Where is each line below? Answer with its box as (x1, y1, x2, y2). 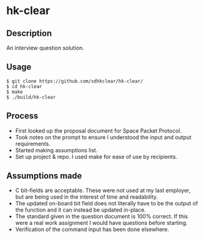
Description (6, 28, 52, 39)
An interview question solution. (6, 44, 84, 51)
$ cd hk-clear (6, 83, 43, 89)
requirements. (15, 140, 51, 147)
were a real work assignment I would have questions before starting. (15, 219, 188, 227)
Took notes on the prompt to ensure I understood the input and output (15, 133, 192, 141)
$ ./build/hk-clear (6, 94, 56, 100)
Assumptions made (6, 171, 82, 181)
